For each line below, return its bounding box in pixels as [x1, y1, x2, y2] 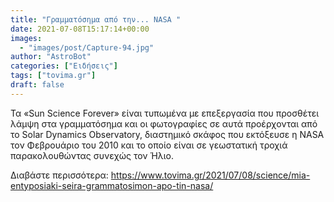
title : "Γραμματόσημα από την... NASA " [10, 14, 182, 25]
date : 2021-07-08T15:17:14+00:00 [10, 24, 150, 34]
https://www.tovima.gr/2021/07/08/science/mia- [110, 169, 311, 181]
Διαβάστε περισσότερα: [10, 169, 109, 181]
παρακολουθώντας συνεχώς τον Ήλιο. [10, 149, 175, 161]
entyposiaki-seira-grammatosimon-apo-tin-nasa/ [10, 179, 214, 191]
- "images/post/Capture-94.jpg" [19, 42, 155, 53]
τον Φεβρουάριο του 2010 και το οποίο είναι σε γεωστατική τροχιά [10, 139, 288, 151]
